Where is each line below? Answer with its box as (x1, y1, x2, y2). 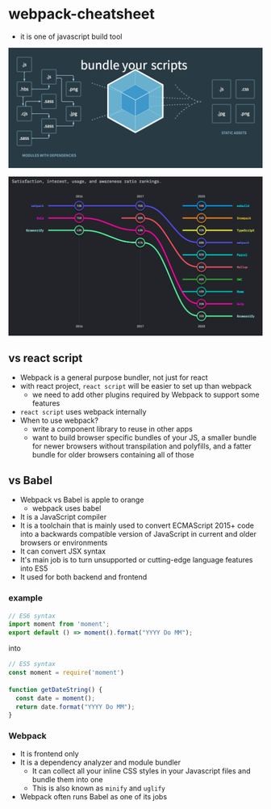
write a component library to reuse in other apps (31, 424, 194, 434)
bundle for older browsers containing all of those (31, 450, 195, 460)
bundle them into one (31, 774, 103, 784)
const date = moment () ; (15, 694, 95, 702)
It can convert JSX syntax (19, 546, 106, 556)
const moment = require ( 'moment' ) (8, 668, 125, 677)
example (8, 592, 43, 604)
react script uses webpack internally (19, 407, 147, 417)
